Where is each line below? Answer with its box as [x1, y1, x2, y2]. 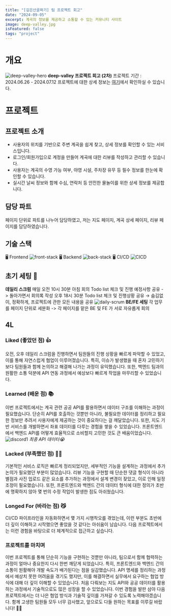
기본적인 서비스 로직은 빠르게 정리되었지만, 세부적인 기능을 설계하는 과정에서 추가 [5, 463, 166, 469]
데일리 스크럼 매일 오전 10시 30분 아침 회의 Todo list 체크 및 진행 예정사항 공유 [5, 286, 160, 292]
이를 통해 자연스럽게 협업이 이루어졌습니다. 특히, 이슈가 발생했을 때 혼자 [5, 357, 147, 364]
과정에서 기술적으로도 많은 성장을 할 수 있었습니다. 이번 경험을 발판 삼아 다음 [14, 586, 165, 592]
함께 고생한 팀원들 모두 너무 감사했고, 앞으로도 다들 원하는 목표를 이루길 [12, 599, 153, 605]
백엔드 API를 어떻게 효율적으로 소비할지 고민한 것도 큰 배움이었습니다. [14, 430, 153, 436]
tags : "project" [5, 31, 40, 36]
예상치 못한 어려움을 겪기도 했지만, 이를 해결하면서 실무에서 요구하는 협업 [14, 573, 159, 579]
